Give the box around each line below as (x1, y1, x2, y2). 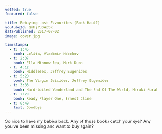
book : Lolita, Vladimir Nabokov (13, 51, 79, 56)
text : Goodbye (13, 105, 42, 110)
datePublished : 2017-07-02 (5, 29, 59, 34)
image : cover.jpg (5, 34, 40, 39)
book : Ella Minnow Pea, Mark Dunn (13, 60, 83, 65)
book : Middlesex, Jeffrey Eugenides (13, 69, 88, 74)
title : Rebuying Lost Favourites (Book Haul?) (5, 20, 100, 25)
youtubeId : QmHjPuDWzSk (5, 25, 53, 29)
